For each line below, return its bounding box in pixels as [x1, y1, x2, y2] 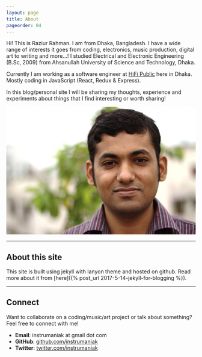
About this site [6, 252, 63, 262]
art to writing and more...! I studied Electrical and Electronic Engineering [6, 52, 185, 60]
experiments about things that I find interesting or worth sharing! [6, 95, 167, 102]
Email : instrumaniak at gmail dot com [14, 331, 107, 338]
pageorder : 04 [6, 22, 42, 28]
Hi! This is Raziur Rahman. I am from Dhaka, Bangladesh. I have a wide [6, 40, 181, 47]
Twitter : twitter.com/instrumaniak [14, 344, 98, 352]
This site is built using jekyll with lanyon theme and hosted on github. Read [6, 268, 191, 275]
